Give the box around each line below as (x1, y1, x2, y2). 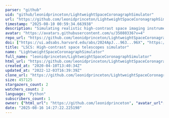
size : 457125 (5, 77, 33, 82)
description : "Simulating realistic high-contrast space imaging (5, 26, 145, 31)
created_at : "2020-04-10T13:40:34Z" (5, 63, 82, 68)
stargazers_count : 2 (5, 82, 49, 87)
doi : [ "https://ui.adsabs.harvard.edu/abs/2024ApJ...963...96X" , (5, 40, 145, 45)
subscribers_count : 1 (5, 96, 51, 101)
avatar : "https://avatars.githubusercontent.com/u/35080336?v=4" (5, 31, 145, 36)
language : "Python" (5, 91, 46, 96)
